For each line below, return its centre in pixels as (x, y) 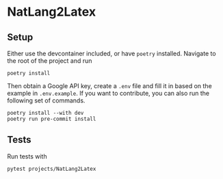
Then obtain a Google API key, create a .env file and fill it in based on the (109, 86)
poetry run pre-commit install (52, 119)
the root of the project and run (50, 61)
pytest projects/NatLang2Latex (52, 169)
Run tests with (27, 156)
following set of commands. (46, 100)
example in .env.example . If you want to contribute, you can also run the (108, 93)
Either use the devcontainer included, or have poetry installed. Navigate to (112, 53)
